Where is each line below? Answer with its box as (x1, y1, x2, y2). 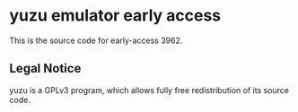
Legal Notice (9, 61, 82, 76)
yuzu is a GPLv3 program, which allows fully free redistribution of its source (9, 84, 290, 95)
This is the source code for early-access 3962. (9, 35, 183, 46)
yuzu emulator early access (9, 5, 222, 26)
